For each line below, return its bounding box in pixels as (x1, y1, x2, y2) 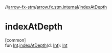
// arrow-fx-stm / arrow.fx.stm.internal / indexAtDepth (5, 4, 107, 10)
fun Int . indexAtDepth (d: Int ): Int (5, 42, 67, 48)
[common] (5, 37, 26, 43)
